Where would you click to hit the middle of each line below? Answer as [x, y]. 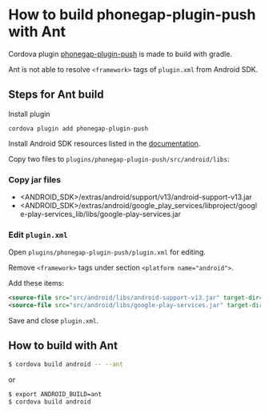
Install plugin [29, 114]
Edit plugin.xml [38, 235]
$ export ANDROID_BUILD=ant [55, 394]
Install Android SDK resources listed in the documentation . [104, 143]
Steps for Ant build [56, 95]
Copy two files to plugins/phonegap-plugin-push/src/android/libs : [119, 158]
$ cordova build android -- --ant [66, 364]
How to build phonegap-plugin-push [132, 15]
